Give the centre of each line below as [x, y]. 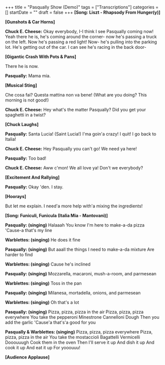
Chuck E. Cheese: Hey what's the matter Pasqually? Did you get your [76, 110]
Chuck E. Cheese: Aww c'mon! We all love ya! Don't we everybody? [74, 168]
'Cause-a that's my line [29, 230]
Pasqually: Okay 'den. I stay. [34, 187]
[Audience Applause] [28, 357]
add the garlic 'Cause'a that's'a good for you [50, 322]
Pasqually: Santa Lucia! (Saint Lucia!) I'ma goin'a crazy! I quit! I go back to [81, 134]
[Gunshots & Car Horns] [30, 22]
